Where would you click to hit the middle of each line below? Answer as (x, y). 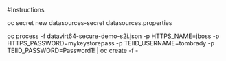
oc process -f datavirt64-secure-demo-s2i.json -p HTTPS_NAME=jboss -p (113, 36)
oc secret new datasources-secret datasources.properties (90, 23)
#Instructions (26, 10)
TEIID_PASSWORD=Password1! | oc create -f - (73, 50)
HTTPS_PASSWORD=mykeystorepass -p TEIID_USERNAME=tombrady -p (111, 43)
